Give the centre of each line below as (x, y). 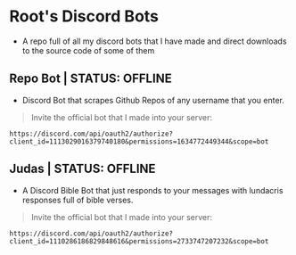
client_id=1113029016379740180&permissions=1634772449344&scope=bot (139, 141)
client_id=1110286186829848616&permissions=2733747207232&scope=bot (139, 241)
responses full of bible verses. (78, 200)
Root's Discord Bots (84, 16)
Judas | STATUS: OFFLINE (82, 169)
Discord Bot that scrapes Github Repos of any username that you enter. (153, 100)
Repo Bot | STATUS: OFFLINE (90, 79)
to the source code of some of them (88, 50)
